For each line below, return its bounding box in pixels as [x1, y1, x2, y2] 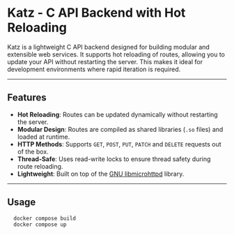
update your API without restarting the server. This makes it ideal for [7, 57, 203, 66]
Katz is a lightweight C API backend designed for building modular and [7, 43, 210, 51]
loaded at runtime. [17, 132, 70, 141]
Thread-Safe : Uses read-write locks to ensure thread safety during [17, 155, 211, 163]
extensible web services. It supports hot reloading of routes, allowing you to [7, 50, 225, 59]
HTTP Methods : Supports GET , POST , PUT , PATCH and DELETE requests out [17, 139, 221, 148]
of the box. [17, 147, 49, 156]
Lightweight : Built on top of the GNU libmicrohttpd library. [17, 169, 185, 178]
